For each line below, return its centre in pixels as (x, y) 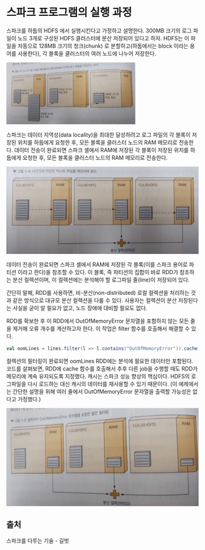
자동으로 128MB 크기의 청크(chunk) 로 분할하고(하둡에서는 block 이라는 (103, 46)
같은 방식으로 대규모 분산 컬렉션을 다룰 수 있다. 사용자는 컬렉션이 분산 (95, 300)
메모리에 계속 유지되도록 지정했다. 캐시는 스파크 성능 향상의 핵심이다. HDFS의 (98, 377)
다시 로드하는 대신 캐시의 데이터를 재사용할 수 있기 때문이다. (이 (102, 384)
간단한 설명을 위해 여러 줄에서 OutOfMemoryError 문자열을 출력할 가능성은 (102, 392)
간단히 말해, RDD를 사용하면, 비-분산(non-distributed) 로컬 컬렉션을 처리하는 (98, 293)
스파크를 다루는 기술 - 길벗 (38, 540)
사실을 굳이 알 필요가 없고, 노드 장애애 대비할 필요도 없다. (80, 308)
